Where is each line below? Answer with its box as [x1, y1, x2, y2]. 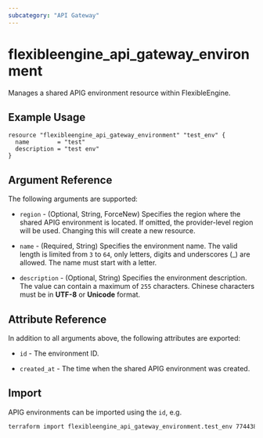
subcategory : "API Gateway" [8, 11, 100, 20]
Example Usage [8, 111, 86, 124]
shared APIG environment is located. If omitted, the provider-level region [19, 217, 254, 228]
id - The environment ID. [19, 349, 99, 358]
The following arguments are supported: [8, 194, 139, 204]
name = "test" [15, 138, 86, 146]
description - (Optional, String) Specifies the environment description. [19, 273, 248, 283]
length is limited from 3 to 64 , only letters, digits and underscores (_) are [19, 250, 250, 259]
